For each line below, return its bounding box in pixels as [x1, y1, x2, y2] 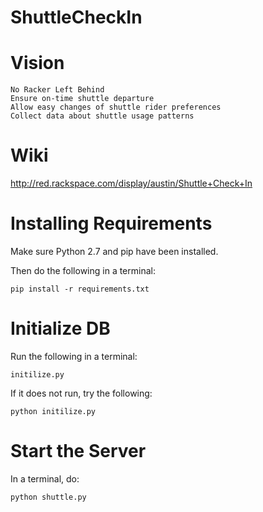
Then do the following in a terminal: [10, 265, 156, 276]
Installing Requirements [10, 212, 213, 235]
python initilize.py [10, 406, 97, 416]
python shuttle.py [10, 492, 87, 502]
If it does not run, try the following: [10, 387, 153, 399]
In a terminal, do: [10, 472, 80, 485]
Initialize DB [10, 317, 111, 340]
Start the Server [10, 440, 147, 463]
